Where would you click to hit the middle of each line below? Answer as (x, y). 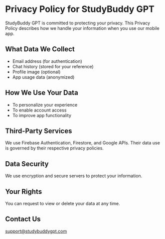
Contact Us (23, 219)
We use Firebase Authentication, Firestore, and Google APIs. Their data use (83, 143)
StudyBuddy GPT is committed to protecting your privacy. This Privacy (78, 23)
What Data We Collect (40, 49)
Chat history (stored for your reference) (53, 66)
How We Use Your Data (42, 93)
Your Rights (24, 191)
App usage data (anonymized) (43, 77)
